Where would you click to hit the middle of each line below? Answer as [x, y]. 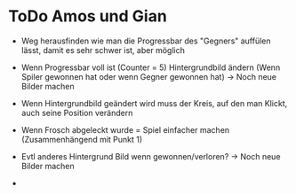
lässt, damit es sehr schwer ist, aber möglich [103, 50]
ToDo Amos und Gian [88, 16]
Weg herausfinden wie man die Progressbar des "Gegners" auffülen [146, 41]
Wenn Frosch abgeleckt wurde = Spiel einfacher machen [125, 129]
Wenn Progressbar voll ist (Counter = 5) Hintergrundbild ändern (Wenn [151, 67]
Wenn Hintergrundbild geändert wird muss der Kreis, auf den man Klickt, [154, 103]
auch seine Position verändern [77, 113]
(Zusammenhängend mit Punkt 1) [82, 139]
